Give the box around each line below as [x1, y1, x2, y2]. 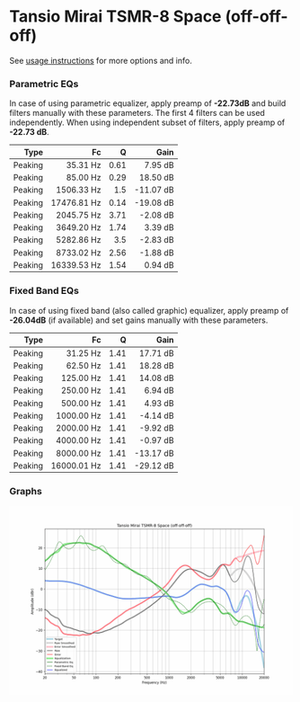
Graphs [9, 485, 42, 498]
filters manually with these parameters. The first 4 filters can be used [9, 108, 265, 119]
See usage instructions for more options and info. [9, 55, 193, 66]
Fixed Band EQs [9, 285, 79, 298]
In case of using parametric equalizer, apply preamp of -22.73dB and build [9, 98, 287, 109]
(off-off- [225, 6, 289, 27]
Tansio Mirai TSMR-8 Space [9, 6, 222, 27]
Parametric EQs [9, 77, 79, 90]
